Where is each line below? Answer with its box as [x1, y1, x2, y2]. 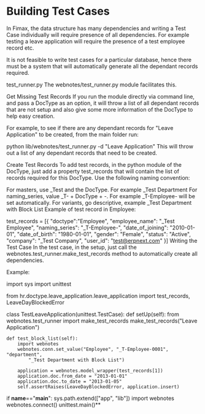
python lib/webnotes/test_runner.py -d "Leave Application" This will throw [6, 142, 193, 150]
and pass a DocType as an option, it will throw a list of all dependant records [6, 99, 199, 107]
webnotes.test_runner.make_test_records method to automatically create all [6, 250, 198, 257]
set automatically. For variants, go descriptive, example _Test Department [6, 199, 192, 206]
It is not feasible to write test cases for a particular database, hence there [6, 56, 192, 63]
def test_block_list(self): [6, 335, 79, 342]
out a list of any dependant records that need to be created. [6, 149, 158, 156]
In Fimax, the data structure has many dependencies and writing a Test [6, 25, 186, 32]
